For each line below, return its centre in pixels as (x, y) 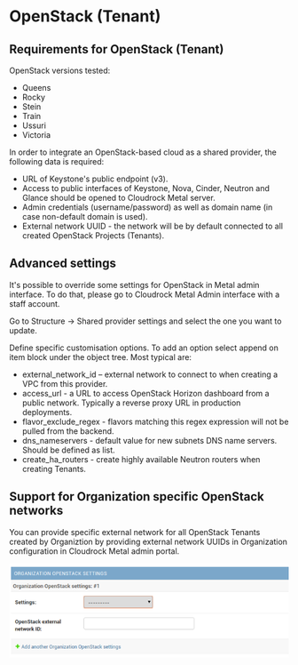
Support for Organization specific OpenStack (137, 497)
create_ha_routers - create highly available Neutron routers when (141, 459)
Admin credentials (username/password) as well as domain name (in (147, 207)
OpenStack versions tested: (60, 70)
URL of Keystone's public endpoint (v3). (95, 179)
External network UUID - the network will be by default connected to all (153, 226)
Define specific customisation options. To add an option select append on (144, 348)
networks (36, 511)
